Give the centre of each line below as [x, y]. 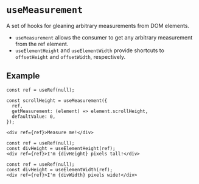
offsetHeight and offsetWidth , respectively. [70, 56]
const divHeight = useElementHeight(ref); [61, 148]
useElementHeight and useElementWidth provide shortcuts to [89, 50]
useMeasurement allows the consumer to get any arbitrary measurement [104, 37]
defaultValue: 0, [34, 117]
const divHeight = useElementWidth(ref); [60, 169]
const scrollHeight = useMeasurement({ [57, 101]
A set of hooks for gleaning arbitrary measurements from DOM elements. [98, 26]
